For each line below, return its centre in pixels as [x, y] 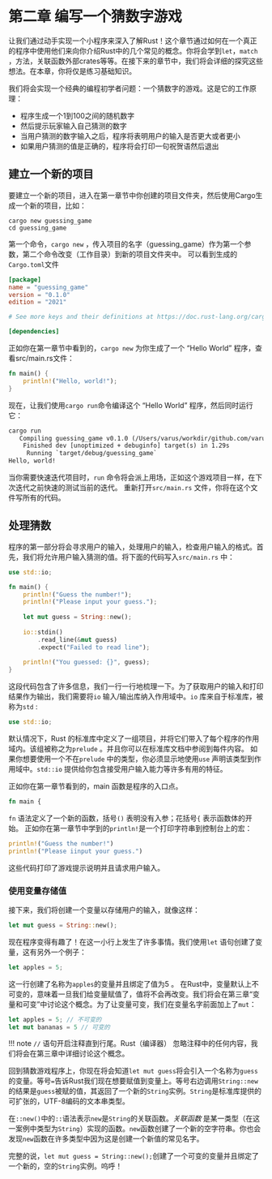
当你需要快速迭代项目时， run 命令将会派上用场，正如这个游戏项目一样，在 [132, 477]
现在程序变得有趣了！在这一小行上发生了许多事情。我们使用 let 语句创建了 [132, 941]
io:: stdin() [43, 632]
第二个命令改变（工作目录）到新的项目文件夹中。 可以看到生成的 [130, 254]
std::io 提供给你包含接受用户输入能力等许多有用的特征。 [132, 769]
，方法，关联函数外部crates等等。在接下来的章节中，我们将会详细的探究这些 [136, 61]
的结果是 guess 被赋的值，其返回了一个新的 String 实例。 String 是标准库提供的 [135, 1091]
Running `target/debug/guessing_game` [92, 454]
